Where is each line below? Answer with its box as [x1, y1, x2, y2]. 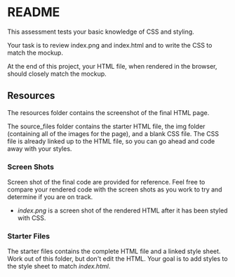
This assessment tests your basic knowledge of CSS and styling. [7, 27, 194, 36]
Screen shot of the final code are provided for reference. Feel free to [7, 178, 206, 187]
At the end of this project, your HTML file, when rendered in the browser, [7, 62, 217, 70]
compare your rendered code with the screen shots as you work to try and [7, 185, 222, 194]
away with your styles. [7, 144, 72, 153]
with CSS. [17, 214, 46, 222]
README [7, 4, 60, 20]
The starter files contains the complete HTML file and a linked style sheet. [7, 247, 221, 256]
